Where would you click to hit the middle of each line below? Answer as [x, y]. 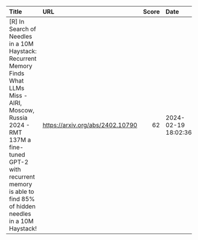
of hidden [22, 206]
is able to [22, 192]
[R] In [17, 22]
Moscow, [22, 110]
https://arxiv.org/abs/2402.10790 [90, 125]
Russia [18, 118]
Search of [23, 29]
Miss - [18, 95]
